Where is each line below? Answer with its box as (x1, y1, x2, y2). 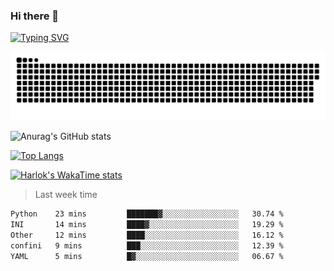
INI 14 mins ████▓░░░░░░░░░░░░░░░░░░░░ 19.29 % (10, 219, 284, 229)
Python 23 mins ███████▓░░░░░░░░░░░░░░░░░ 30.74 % (10, 209, 284, 219)
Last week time (34, 189, 98, 201)
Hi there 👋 (10, 9, 60, 23)
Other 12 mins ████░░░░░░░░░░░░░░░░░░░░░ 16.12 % (10, 230, 284, 240)
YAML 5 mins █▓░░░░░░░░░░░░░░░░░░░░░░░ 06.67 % (10, 251, 284, 261)
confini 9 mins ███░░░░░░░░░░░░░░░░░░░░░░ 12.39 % (10, 240, 284, 251)
